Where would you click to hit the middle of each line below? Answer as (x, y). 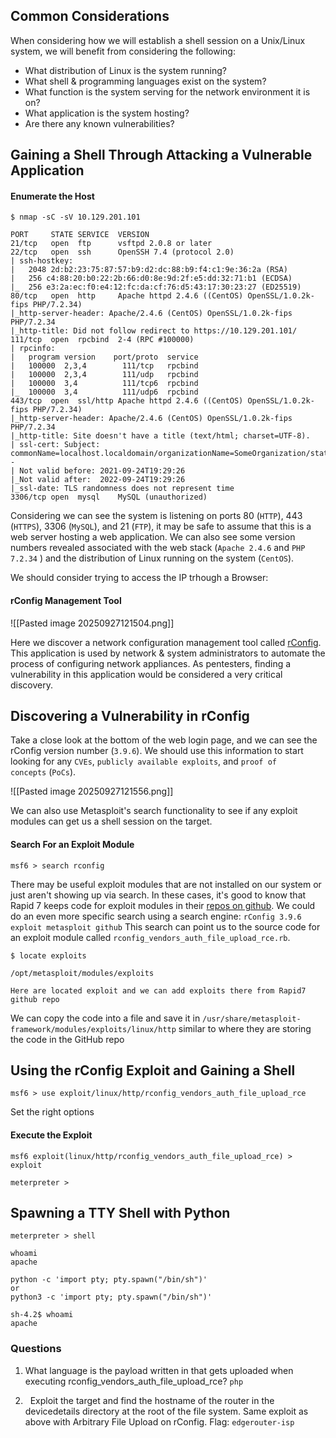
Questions (36, 1349)
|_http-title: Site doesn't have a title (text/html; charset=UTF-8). (160, 436)
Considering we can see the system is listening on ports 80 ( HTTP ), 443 (156, 516)
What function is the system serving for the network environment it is (167, 91)
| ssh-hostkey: (42, 261)
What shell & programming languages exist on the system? (145, 81)
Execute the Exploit (51, 1135)
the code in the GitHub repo (67, 1039)
